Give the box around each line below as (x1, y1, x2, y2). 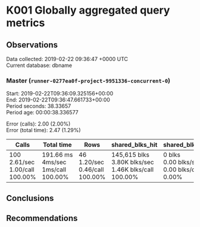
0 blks (163, 151, 180, 159)
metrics (6, 16, 45, 30)
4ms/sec (41, 158, 67, 167)
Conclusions (6, 193, 54, 203)
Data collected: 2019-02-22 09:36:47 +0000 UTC (6, 56, 129, 62)
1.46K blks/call (111, 165, 154, 174)
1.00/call (9, 165, 35, 174)
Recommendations (6, 213, 78, 223)
